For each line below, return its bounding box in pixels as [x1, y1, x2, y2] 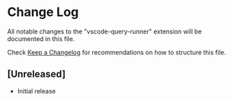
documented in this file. [7, 34, 75, 42]
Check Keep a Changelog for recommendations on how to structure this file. [7, 48, 227, 56]
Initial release [17, 86, 56, 95]
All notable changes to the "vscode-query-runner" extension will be [7, 27, 202, 36]
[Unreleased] [7, 68, 66, 80]
